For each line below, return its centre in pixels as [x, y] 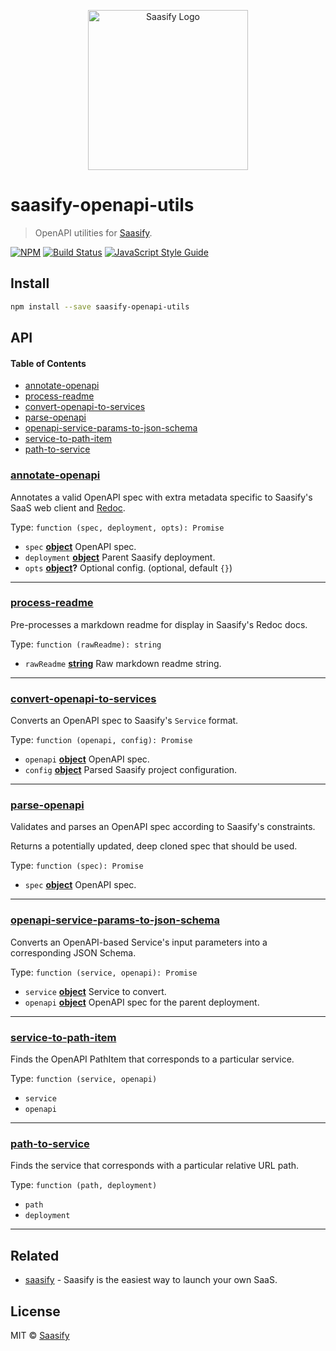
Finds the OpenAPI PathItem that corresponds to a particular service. [152, 1059]
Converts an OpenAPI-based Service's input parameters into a [139, 942]
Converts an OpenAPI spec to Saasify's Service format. [124, 721]
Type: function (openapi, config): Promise [101, 740]
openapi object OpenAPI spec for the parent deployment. [142, 1002]
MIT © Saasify [40, 1335]
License [35, 1311]
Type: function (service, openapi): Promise [104, 972]
